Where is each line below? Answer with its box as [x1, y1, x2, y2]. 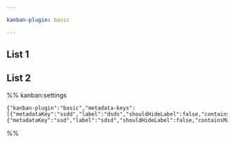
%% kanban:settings [6, 90, 67, 99]
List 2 [6, 72, 32, 84]
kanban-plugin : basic [6, 16, 70, 23]
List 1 [6, 48, 29, 60]
